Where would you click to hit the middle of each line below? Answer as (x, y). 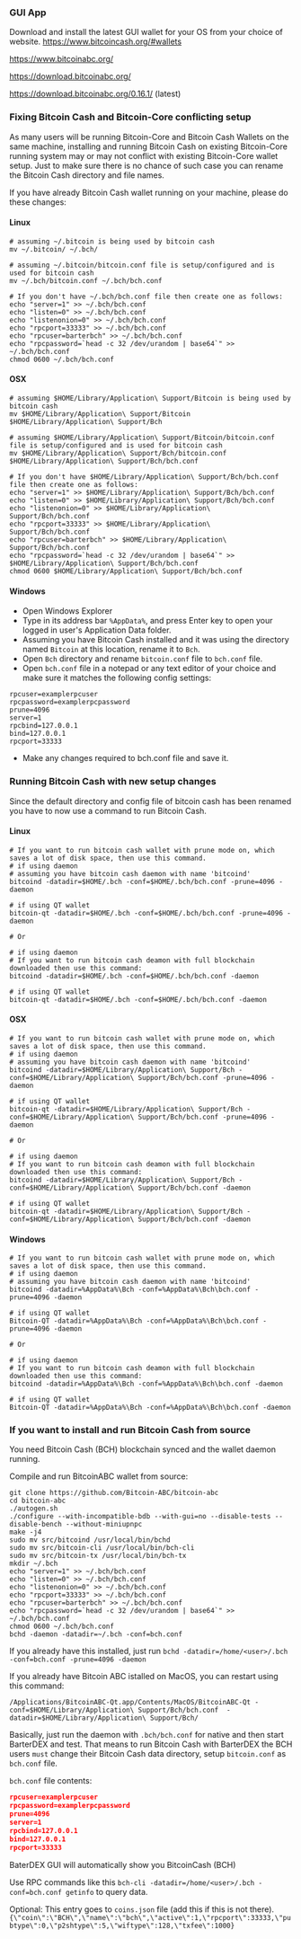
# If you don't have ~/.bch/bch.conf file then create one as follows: (146, 297)
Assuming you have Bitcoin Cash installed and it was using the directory (155, 640)
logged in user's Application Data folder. (97, 630)
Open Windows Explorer (67, 611)
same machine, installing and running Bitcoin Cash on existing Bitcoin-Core (148, 146)
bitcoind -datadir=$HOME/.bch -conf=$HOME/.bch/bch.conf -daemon (134, 976)
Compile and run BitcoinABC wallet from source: (99, 1476)
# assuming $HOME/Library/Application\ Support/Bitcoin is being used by (150, 398)
